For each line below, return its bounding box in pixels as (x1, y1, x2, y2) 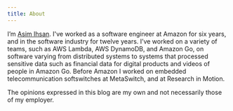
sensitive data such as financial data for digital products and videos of (7, 59, 211, 67)
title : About (7, 10, 46, 18)
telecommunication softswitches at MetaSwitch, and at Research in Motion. (7, 74, 225, 83)
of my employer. (7, 96, 55, 104)
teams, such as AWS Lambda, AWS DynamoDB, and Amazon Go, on (7, 44, 204, 53)
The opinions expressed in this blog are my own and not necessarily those (7, 88, 222, 96)
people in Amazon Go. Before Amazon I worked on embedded (7, 67, 187, 75)
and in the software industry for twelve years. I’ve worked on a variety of (7, 37, 218, 46)
